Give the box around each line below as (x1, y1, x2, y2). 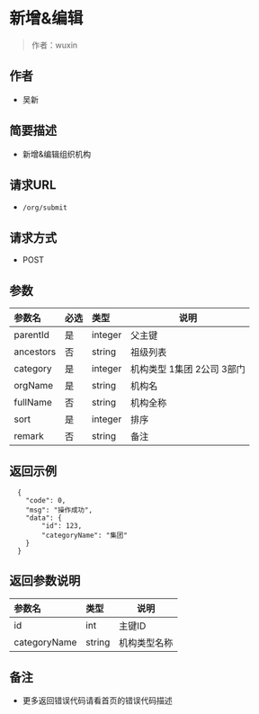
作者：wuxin (31, 40, 78, 50)
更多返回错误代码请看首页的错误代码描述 (22, 695, 173, 706)
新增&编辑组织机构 (22, 148, 92, 159)
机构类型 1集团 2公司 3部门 (129, 363, 246, 375)
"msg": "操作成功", (25, 505, 93, 514)
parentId (13, 329, 49, 341)
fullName (13, 397, 52, 408)
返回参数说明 (9, 573, 81, 589)
